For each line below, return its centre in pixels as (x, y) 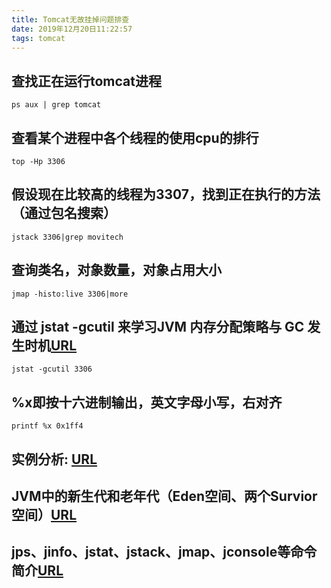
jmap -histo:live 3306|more (70, 294)
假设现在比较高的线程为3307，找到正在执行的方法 (166, 194)
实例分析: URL (54, 459)
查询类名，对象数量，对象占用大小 (116, 270)
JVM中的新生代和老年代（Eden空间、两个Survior (164, 496)
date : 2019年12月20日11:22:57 (72, 29)
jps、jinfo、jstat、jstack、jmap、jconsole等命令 (164, 552)
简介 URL (37, 571)
